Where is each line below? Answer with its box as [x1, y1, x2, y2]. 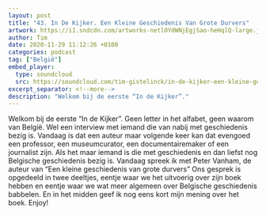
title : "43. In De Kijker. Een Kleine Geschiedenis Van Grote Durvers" [8, 19, 249, 27]
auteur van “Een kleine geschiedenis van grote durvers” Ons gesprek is [8, 164, 241, 174]
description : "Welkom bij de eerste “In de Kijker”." [8, 92, 190, 100]
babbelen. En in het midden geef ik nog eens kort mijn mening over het [8, 190, 240, 199]
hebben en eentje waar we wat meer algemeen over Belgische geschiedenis [8, 181, 257, 190]
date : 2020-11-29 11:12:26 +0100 [8, 41, 119, 49]
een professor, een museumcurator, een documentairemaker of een [8, 139, 230, 149]
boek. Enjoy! [8, 198, 49, 208]
